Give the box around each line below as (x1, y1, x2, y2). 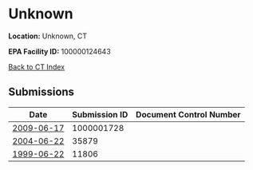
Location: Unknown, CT (8, 31, 88, 41)
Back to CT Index (8, 61, 65, 72)
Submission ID (71, 109, 128, 120)
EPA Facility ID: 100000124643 (8, 46, 112, 56)
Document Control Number (135, 109, 241, 120)
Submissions (8, 85, 74, 99)
